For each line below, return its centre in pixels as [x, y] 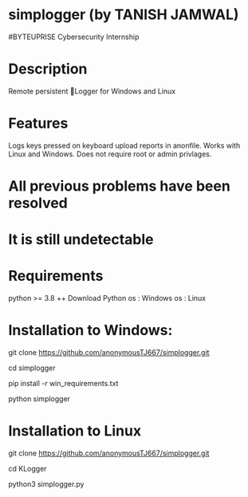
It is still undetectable [81, 240]
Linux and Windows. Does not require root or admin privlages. [110, 154]
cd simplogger [32, 368]
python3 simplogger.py [46, 484]
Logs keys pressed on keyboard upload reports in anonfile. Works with [124, 145]
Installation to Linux [75, 431]
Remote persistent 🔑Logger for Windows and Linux [92, 91]
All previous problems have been [120, 186]
